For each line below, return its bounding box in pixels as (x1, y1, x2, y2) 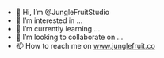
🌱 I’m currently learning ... (15, 24, 101, 33)
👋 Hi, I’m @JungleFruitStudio (15, 8, 109, 16)
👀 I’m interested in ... (15, 16, 83, 25)
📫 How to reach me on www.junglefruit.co (15, 42, 156, 50)
